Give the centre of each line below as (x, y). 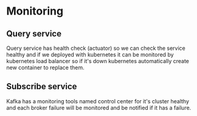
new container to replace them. (45, 67)
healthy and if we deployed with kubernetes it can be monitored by (90, 55)
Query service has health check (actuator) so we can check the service (96, 48)
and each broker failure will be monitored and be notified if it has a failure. (99, 107)
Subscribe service (42, 87)
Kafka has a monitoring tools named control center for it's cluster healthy (98, 101)
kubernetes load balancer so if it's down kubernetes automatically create (98, 61)
